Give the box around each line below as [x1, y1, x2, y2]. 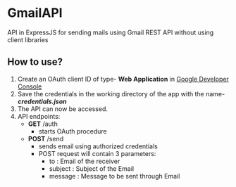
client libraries [7, 35, 49, 44]
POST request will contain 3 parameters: [38, 149, 156, 157]
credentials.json [17, 97, 67, 105]
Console [17, 82, 42, 91]
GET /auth [27, 120, 58, 128]
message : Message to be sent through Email [49, 172, 180, 180]
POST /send [27, 134, 64, 143]
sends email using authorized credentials [38, 142, 159, 150]
